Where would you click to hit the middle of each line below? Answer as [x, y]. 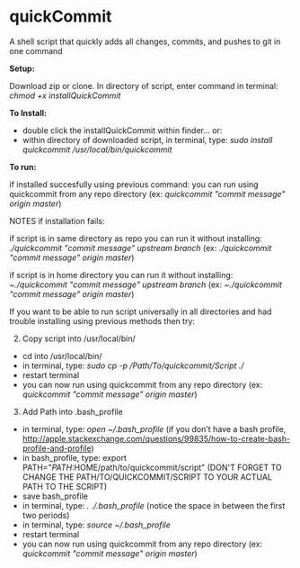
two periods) [46, 515]
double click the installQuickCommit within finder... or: [122, 130]
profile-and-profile [57, 448]
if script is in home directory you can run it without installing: [121, 275]
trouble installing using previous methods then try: [102, 320]
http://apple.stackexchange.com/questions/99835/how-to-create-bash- [156, 438]
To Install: [28, 113]
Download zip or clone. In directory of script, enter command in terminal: [144, 86]
